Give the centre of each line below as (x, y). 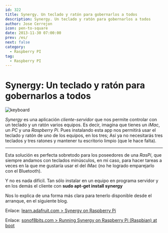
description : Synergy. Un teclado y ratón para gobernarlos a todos (78, 19)
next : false (17, 42)
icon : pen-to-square (27, 28)
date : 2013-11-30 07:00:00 (33, 33)
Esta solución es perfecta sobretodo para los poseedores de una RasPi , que (83, 155)
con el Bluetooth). (23, 171)
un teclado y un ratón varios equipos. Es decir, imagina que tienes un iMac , (82, 125)
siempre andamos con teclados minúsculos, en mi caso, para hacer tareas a (83, 161)
